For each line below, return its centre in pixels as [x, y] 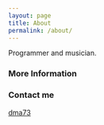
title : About [30, 23]
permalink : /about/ [40, 30]
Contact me [31, 95]
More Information [42, 74]
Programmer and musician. [52, 53]
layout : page [30, 16]
